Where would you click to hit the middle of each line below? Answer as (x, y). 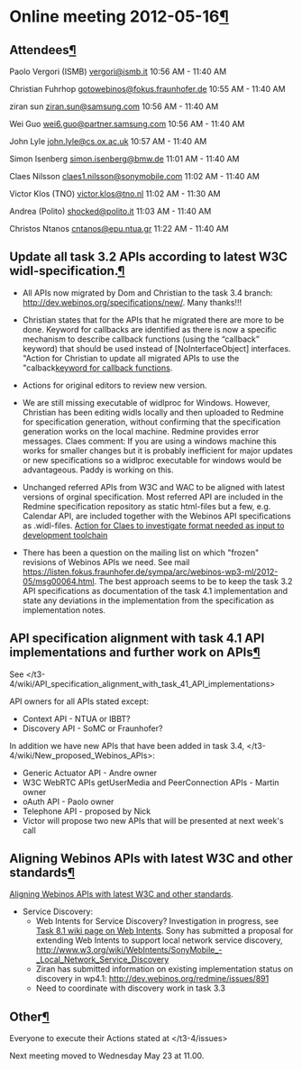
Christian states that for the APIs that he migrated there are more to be (153, 320)
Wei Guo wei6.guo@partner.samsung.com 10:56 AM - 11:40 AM (127, 124)
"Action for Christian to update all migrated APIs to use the (131, 358)
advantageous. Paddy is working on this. (98, 470)
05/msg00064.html (58, 581)
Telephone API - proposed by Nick (87, 811)
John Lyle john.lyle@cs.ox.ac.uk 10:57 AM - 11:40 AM (108, 141)
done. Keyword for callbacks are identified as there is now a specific (150, 329)
